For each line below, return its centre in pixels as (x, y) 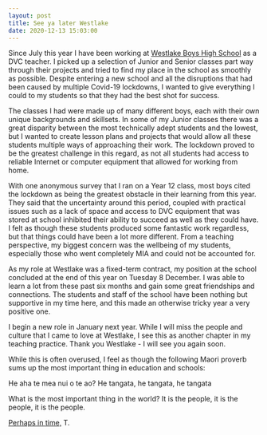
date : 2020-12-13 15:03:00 (53, 30)
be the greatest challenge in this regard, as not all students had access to (129, 153)
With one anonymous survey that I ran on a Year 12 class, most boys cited (130, 186)
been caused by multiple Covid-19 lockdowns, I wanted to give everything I (132, 87)
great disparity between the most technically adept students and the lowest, (133, 128)
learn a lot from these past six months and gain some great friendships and (132, 286)
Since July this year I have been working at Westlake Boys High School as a (133, 53)
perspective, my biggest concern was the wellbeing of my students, (120, 245)
